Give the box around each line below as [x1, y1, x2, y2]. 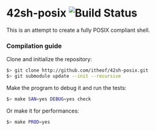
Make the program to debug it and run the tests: [6, 84, 127, 91]
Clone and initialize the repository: [6, 56, 93, 63]
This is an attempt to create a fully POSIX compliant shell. [6, 26, 151, 34]
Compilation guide [6, 42, 62, 50]
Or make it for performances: [6, 107, 79, 114]
